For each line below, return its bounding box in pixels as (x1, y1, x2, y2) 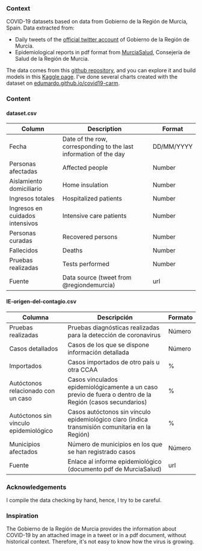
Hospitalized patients (62, 195, 122, 203)
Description (87, 125, 122, 133)
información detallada (67, 348, 129, 356)
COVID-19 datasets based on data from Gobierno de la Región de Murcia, (6, 18, 188, 25)
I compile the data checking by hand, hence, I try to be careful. (6, 496, 162, 503)
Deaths (62, 246, 83, 255)
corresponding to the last (62, 143, 134, 151)
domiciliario (9, 185, 42, 193)
